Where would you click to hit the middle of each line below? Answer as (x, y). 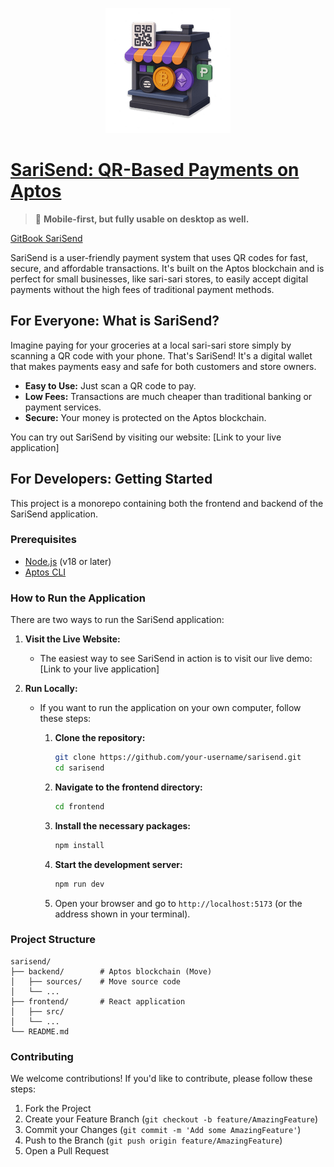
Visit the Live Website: (72, 639)
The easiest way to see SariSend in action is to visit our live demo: (176, 659)
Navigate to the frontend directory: (128, 787)
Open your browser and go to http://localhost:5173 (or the (178, 903)
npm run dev (79, 884)
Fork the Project (58, 1109)
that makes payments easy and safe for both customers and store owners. (163, 366)
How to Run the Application (78, 598)
